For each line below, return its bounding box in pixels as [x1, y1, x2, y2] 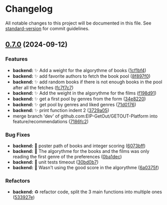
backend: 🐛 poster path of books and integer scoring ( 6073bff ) [12, 143, 146, 149]
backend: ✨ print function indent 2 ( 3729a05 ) [12, 107, 109, 113]
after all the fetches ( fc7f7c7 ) [12, 84, 74, 90]
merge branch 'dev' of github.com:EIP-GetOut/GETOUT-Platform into [12, 113, 158, 119]
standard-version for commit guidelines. [5, 25, 90, 31]
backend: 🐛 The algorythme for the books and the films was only [12, 148, 150, 154]
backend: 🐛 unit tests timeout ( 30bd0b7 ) [12, 159, 99, 165]
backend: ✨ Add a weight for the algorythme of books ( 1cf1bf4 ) [12, 67, 147, 73]
